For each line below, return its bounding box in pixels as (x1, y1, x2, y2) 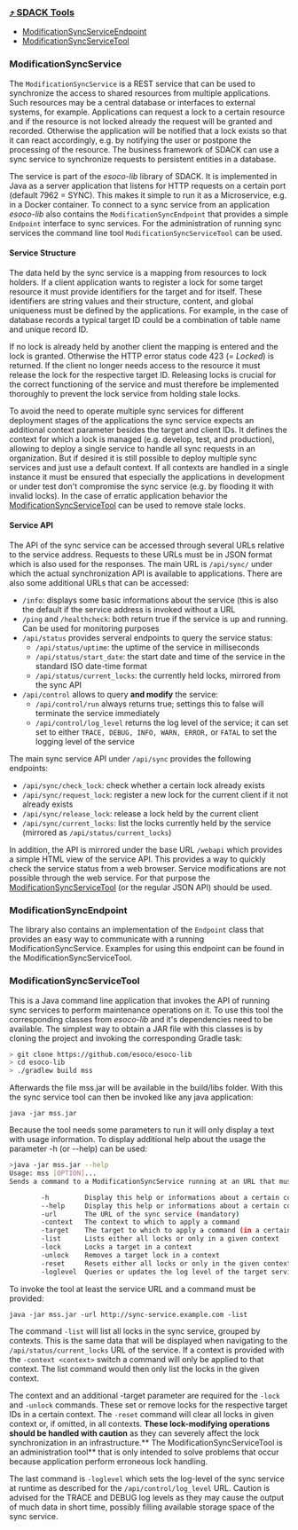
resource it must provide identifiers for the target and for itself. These (9, 286, 263, 296)
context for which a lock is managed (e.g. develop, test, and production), (9, 433, 275, 445)
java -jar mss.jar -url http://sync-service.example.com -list (9, 1310, 248, 1319)
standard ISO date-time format (35, 661, 148, 671)
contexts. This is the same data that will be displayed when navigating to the (9, 1335, 288, 1345)
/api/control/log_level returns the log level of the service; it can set (35, 717, 289, 728)
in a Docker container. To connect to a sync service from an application (9, 199, 271, 209)
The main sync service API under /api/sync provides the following (9, 753, 251, 764)
